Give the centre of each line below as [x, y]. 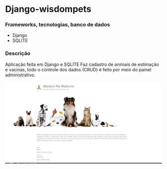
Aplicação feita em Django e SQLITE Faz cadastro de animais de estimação [82, 64]
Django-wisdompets [48, 9]
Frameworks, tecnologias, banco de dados [58, 25]
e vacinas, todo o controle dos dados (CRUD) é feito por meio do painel [78, 69]
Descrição [18, 54]
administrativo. [20, 75]
